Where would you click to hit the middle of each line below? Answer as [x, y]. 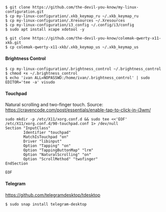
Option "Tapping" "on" [47, 146]
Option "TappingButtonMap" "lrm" [59, 150]
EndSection [17, 164]
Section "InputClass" [28, 128]
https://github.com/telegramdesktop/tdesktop [53, 195]
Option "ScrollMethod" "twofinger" [61, 159]
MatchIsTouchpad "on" [46, 137]
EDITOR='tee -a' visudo [30, 82]
